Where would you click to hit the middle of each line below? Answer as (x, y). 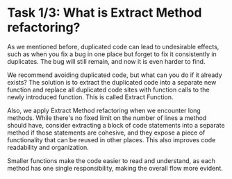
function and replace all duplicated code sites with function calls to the (108, 89)
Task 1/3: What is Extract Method (105, 13)
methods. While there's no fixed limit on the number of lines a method (107, 118)
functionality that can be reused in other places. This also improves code (111, 139)
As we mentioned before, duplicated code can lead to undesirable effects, (113, 46)
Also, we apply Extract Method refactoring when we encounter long (104, 110)
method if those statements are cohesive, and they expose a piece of (106, 133)
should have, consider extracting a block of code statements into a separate (116, 125)
